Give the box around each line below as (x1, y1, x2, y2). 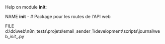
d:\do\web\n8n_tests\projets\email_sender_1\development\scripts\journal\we (5, 28, 161, 34)
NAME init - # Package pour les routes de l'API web (5, 14, 111, 19)
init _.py (9, 34, 25, 39)
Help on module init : (5, 4, 47, 10)
